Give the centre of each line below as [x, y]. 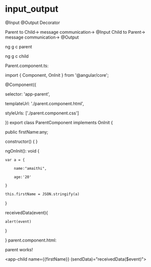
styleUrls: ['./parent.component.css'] [42, 113]
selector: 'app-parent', [28, 94]
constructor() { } [22, 141]
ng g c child [17, 56]
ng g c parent [19, 46]
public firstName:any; [27, 132]
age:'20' [23, 177]
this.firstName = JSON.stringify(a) [42, 194]
